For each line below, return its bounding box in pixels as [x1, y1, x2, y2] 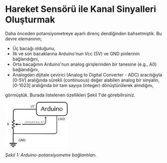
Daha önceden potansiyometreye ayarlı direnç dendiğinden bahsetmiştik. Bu [5, 30, 162, 36]
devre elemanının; [5, 36, 42, 42]
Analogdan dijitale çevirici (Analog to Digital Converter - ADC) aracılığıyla [12, 72, 163, 78]
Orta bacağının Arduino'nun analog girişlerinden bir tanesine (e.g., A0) [12, 61, 157, 67]
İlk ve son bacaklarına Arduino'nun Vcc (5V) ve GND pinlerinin [12, 51, 140, 57]
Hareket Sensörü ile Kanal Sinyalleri [5, 3, 156, 15]
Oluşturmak [5, 14, 55, 25]
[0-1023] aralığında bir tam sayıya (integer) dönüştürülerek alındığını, [12, 82, 154, 88]
